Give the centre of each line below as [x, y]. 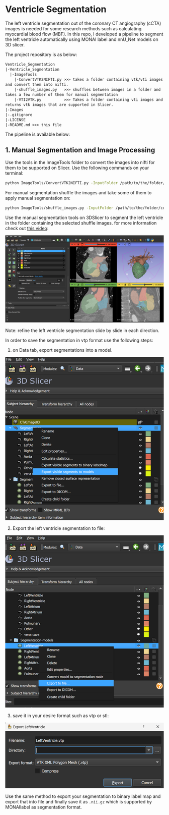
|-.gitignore [19, 115]
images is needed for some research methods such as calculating [73, 28]
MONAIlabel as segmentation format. [44, 807]
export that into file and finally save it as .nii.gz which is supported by [79, 802]
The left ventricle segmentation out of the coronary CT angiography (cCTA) [83, 23]
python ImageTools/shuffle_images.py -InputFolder [59, 208]
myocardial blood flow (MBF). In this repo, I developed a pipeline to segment [84, 34]
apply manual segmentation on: [38, 198]
